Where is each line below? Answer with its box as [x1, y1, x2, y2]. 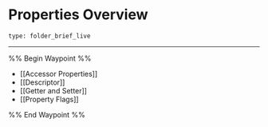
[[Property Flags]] [19, 94, 79, 104]
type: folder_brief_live [8, 32, 91, 40]
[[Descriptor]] [19, 77, 65, 87]
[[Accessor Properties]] [19, 69, 98, 78]
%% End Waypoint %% [8, 109, 85, 119]
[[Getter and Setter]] [19, 85, 88, 95]
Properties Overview [8, 6, 148, 24]
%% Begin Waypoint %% [8, 54, 92, 63]
